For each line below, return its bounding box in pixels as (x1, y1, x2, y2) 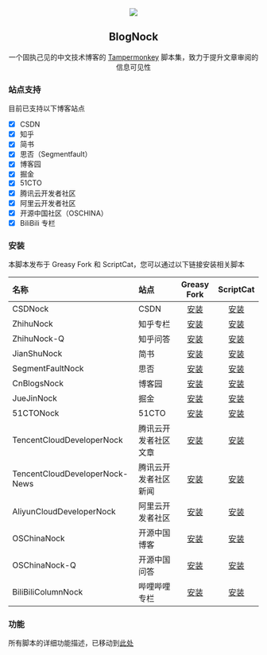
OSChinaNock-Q (12, 560, 77, 571)
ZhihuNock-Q (12, 333, 65, 344)
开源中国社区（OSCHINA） (19, 208, 109, 218)
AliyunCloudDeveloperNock (12, 506, 117, 517)
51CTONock (12, 408, 60, 419)
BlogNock (108, 30, 159, 44)
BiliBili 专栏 (19, 218, 56, 227)
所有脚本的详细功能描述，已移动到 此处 (8, 638, 133, 648)
